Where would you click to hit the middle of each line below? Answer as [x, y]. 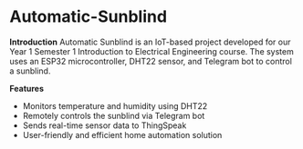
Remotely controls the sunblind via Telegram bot [114, 115]
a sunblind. [30, 71]
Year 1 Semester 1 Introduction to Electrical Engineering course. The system [151, 51]
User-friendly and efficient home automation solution [122, 134]
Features [26, 88]
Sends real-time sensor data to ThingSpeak [104, 125]
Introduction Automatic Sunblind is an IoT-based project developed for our [150, 42]
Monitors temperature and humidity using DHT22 [115, 105]
